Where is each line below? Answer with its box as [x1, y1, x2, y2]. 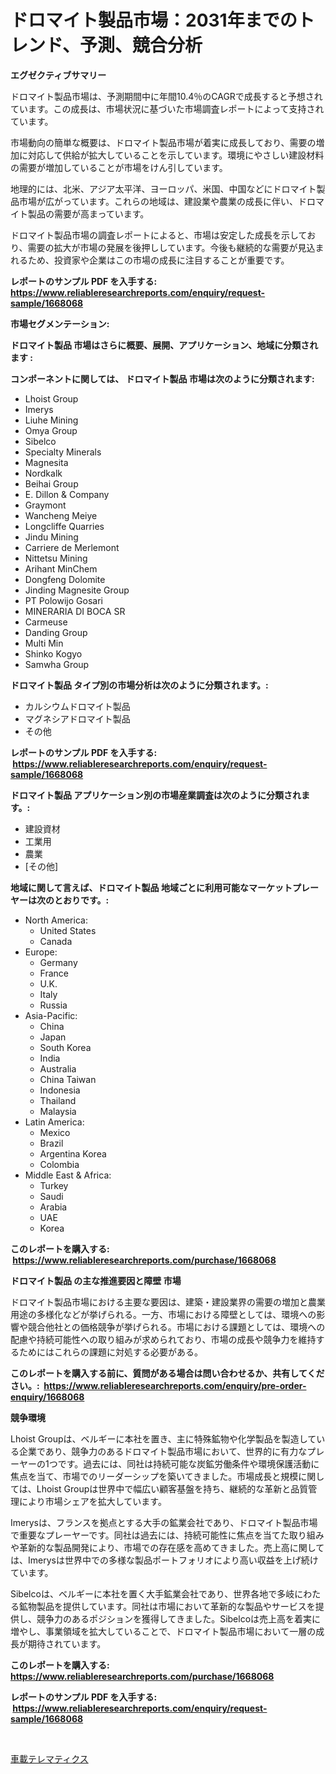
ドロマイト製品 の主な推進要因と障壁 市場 [10, 1274, 182, 1286]
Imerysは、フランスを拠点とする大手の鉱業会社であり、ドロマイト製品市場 [10, 1516, 318, 1528]
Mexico [39, 1126, 71, 1138]
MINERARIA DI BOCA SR [24, 605, 126, 617]
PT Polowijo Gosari [24, 594, 103, 606]
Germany [39, 956, 78, 968]
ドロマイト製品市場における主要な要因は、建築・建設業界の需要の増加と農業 [10, 1296, 326, 1308]
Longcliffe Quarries [24, 520, 105, 532]
